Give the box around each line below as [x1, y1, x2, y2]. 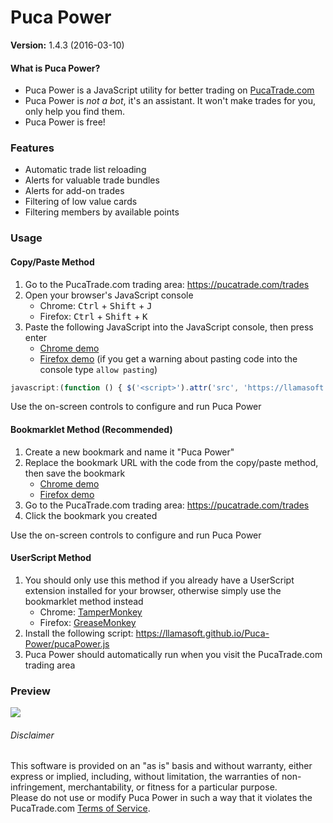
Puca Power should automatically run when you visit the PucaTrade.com [24, 648, 323, 660]
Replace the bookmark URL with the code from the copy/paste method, [24, 456, 319, 468]
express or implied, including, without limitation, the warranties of [10, 771, 280, 783]
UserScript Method [10, 552, 92, 564]
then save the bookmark [24, 467, 126, 479]
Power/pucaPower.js [24, 637, 110, 650]
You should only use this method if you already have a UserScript [24, 574, 295, 586]
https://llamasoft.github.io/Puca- [135, 627, 270, 639]
